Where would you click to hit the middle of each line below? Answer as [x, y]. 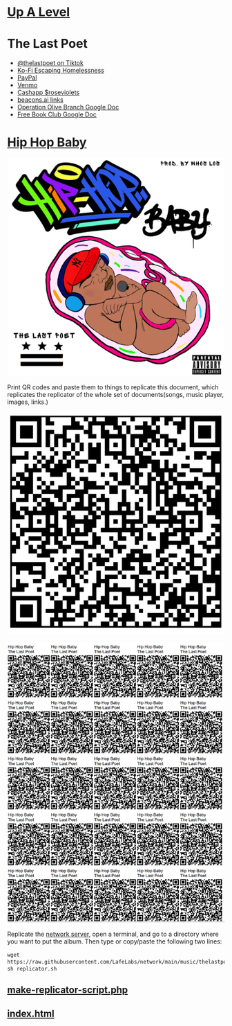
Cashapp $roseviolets [48, 92]
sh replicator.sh [32, 968]
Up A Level [39, 12]
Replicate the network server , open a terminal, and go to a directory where [113, 934]
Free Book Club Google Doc [57, 114]
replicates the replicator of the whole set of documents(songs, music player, [116, 395]
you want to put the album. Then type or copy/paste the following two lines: [115, 941]
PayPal [27, 78]
